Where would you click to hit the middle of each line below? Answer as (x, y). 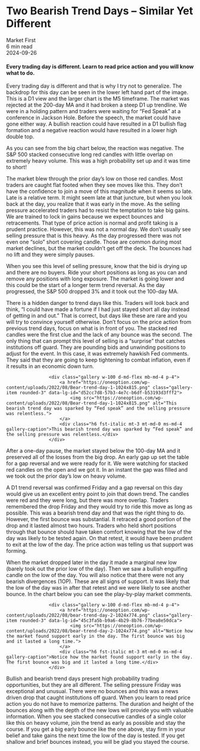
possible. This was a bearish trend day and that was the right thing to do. (96, 513)
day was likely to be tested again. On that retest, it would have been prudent (99, 538)
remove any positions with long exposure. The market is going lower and (95, 279)
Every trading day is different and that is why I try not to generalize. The (94, 86)
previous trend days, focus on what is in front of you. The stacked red (92, 328)
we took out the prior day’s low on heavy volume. (66, 476)
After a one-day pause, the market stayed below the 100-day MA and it (93, 451)
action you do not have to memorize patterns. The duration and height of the (100, 704)
